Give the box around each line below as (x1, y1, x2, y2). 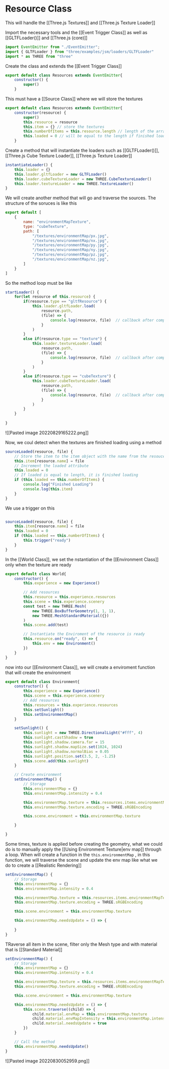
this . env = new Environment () (32, 641, 96, 646)
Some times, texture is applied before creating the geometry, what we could (5, 841, 162, 847)
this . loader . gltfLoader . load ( (32, 304, 96, 309)
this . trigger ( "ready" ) (23, 538, 71, 543)
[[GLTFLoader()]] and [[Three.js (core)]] (5, 35, 88, 41)
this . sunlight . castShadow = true (23, 735, 94, 740)
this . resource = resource (23, 119, 78, 125)
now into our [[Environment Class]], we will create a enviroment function (5, 664, 155, 670)
